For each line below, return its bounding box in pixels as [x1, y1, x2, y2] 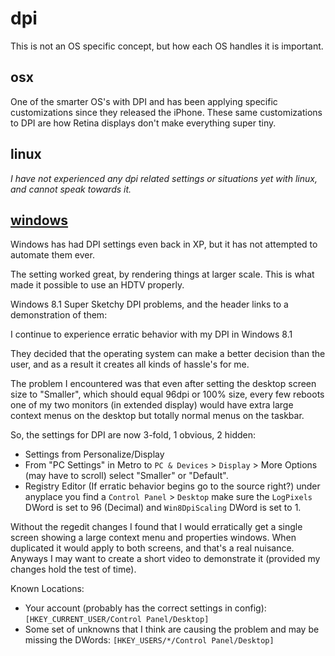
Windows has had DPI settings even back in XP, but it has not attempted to [10, 238, 318, 251]
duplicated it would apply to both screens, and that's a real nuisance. [10, 542, 295, 554]
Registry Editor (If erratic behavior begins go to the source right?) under [24, 480, 321, 492]
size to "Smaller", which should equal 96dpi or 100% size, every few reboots [10, 388, 325, 401]
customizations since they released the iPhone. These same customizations [10, 106, 323, 118]
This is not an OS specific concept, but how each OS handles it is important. [10, 40, 324, 52]
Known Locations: [10, 583, 85, 595]
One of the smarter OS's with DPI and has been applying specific [10, 95, 278, 107]
